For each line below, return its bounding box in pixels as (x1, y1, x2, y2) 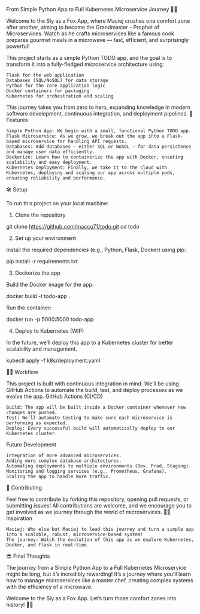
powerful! (6, 42, 30, 50)
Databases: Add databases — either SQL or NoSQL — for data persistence (6, 144, 192, 150)
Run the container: (6, 304, 52, 311)
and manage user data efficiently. (6, 149, 95, 155)
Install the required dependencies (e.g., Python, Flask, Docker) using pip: (6, 246, 186, 253)
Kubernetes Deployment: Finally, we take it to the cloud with (6, 165, 168, 171)
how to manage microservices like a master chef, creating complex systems (6, 577, 193, 583)
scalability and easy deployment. (6, 159, 93, 165)
